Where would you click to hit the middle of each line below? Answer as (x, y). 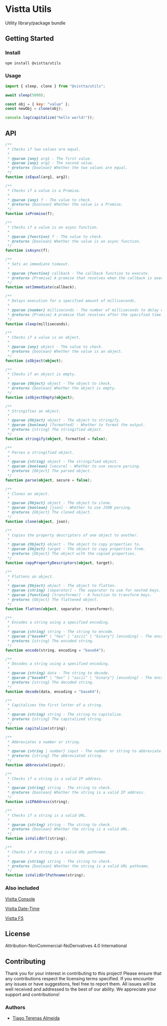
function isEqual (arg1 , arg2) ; (38, 177)
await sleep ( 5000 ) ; (25, 95)
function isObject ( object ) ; (34, 361)
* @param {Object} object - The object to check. (60, 384)
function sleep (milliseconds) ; (38, 324)
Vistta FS (14, 918)
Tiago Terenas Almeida (36, 1018)
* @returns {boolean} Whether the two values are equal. (67, 168)
